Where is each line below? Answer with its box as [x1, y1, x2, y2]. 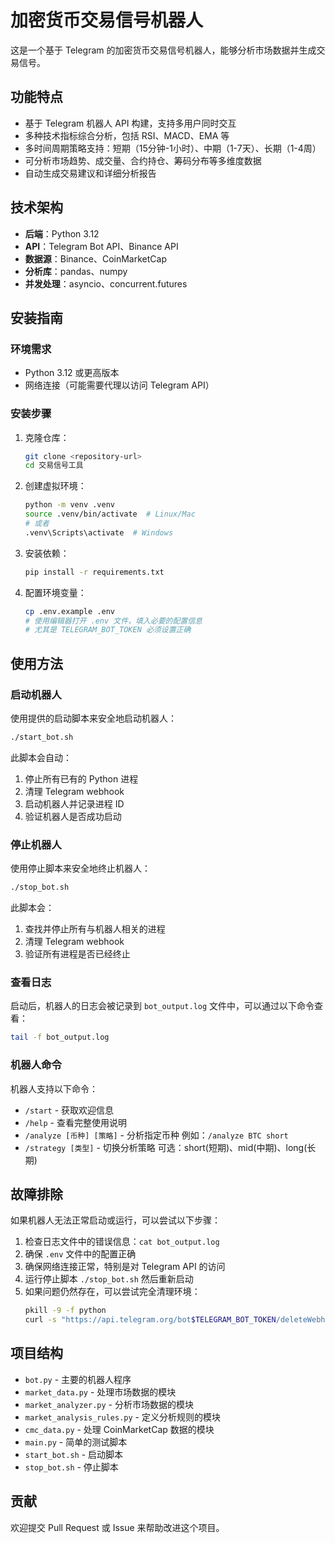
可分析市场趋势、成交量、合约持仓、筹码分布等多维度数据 [24, 154, 262, 166]
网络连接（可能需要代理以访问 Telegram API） [24, 379, 215, 391]
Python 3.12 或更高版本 [24, 367, 120, 379]
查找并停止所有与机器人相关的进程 [24, 923, 166, 935]
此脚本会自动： [10, 751, 72, 763]
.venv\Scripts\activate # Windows [24, 527, 174, 538]
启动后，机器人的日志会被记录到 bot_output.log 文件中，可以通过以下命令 [10, 1000, 315, 1012]
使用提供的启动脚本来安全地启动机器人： [10, 712, 177, 724]
